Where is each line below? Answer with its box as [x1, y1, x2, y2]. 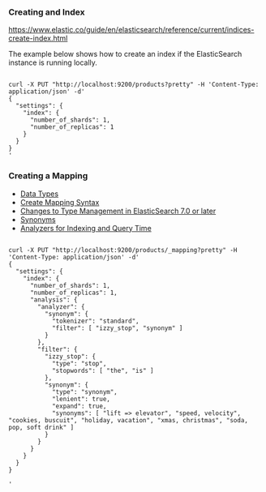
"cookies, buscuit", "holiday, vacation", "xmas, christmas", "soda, [8, 416, 249, 424]
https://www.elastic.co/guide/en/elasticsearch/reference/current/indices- [8, 25, 255, 35]
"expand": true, [51, 402, 107, 410]
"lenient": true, [51, 395, 111, 403]
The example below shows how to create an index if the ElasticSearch [8, 49, 242, 59]
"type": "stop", [51, 359, 107, 367]
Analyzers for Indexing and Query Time [19, 223, 152, 233]
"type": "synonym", [51, 387, 118, 396]
